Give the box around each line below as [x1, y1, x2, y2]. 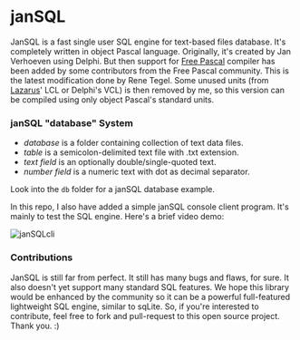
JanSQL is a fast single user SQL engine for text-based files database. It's [10, 36, 286, 47]
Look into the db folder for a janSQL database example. [10, 184, 216, 195]
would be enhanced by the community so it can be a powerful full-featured [10, 291, 291, 302]
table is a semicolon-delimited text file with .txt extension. [23, 147, 239, 158]
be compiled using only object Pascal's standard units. [10, 93, 215, 105]
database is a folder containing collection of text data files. [23, 138, 244, 149]
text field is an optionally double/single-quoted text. [23, 157, 217, 168]
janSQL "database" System [10, 116, 134, 129]
